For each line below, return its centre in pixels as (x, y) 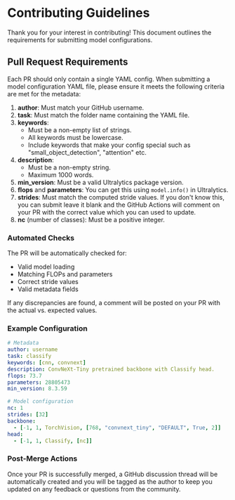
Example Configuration (47, 328)
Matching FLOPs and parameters (65, 274)
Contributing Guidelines (79, 13)
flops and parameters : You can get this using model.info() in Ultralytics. (123, 190)
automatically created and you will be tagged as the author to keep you (110, 481)
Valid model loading (46, 267)
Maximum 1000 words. (61, 174)
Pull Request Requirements (68, 62)
